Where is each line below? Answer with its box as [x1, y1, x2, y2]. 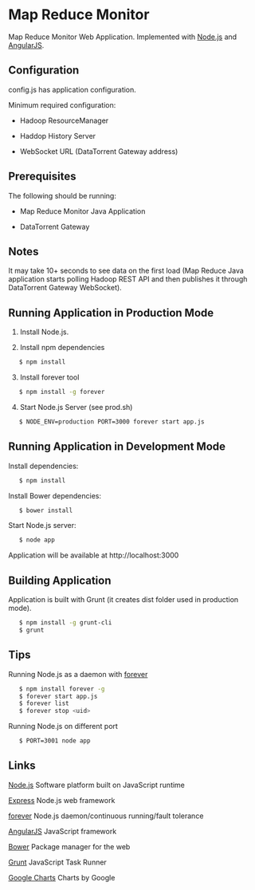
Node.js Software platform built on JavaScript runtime [8, 780, 186, 790]
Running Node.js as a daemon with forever [8, 669, 148, 679]
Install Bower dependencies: [8, 490, 102, 500]
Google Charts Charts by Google [8, 872, 116, 882]
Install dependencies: [8, 461, 79, 471]
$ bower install [18, 506, 73, 514]
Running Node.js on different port [8, 722, 118, 731]
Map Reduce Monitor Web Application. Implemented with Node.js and [8, 32, 237, 41]
